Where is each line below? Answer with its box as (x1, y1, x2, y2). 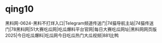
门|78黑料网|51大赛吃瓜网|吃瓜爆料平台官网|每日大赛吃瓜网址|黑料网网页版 (5, 26, 157, 32)
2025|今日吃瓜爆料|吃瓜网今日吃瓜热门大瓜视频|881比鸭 (5, 32, 119, 38)
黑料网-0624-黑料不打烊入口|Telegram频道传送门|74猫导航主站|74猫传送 (5, 20, 154, 26)
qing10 (5, 3, 34, 15)
